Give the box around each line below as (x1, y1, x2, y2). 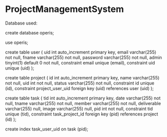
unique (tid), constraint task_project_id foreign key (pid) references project (5, 111, 159, 117)
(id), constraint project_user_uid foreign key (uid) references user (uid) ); (5, 85, 154, 91)
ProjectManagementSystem (5, 3, 124, 15)
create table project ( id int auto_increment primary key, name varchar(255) (5, 74, 160, 80)
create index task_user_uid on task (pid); (5, 126, 89, 132)
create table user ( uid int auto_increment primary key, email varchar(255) (5, 49, 157, 55)
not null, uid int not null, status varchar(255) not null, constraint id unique (5, 80, 155, 86)
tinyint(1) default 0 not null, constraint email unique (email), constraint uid (5, 59, 156, 65)
